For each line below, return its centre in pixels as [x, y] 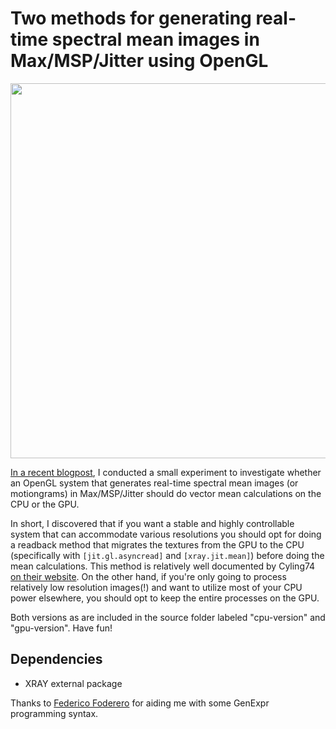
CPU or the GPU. [45, 504]
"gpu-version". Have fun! [61, 628]
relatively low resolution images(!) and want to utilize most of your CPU [156, 587]
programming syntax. [54, 713]
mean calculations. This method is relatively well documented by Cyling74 [163, 566]
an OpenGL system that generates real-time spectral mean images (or [154, 483]
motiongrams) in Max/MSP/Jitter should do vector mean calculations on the [166, 493]
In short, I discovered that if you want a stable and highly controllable [152, 523]
